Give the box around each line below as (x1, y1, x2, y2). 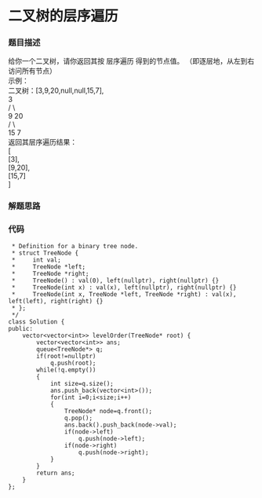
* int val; (11, 256, 61, 264)
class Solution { (8, 317, 65, 326)
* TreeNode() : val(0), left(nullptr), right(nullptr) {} (11, 276, 220, 284)
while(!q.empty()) (36, 366, 96, 374)
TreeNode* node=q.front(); (64, 407, 153, 415)
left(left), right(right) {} (8, 297, 104, 305)
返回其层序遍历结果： (8, 137, 77, 147)
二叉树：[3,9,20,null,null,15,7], (8, 86, 104, 95)
